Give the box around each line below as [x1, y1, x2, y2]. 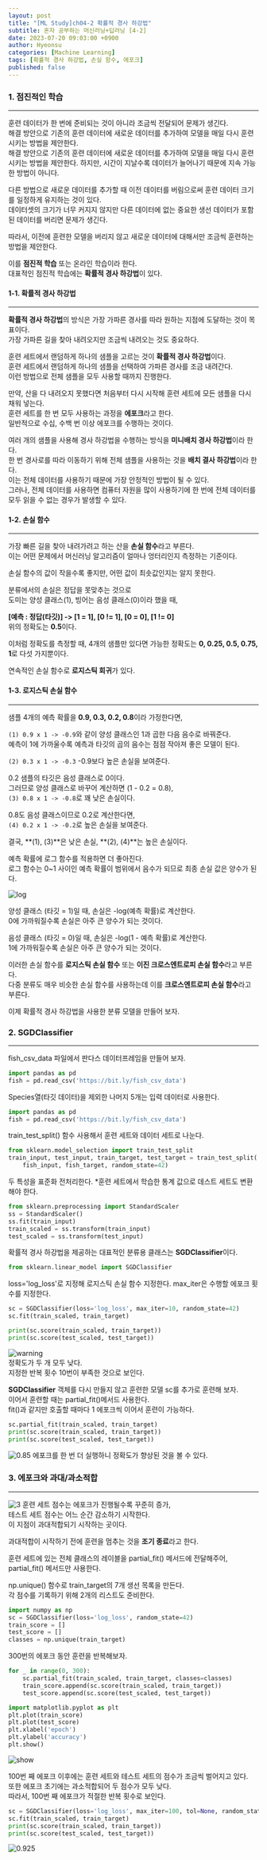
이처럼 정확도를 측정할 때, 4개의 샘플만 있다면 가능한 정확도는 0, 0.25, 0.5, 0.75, [8, 639, 258, 649]
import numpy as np [8, 1606, 73, 1614]
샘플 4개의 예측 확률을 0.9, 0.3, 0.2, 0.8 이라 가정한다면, [8, 712, 183, 721]
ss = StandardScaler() [8, 1209, 83, 1218]
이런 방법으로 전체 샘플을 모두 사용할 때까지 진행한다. [8, 372, 172, 381]
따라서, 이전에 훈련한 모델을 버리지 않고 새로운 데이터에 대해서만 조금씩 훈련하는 [8, 232, 254, 241]
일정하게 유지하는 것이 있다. [16, 195, 102, 205]
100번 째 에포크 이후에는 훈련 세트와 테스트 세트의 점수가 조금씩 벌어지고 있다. [8, 1771, 249, 1780]
